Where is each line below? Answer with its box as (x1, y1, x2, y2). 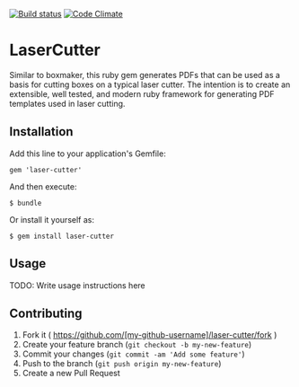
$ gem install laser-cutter (9, 232, 115, 241)
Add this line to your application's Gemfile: (9, 148, 166, 159)
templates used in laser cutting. (9, 98, 126, 109)
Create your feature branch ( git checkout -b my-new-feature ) (22, 339, 252, 350)
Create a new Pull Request (22, 368, 121, 379)
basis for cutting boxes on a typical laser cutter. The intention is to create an (9, 79, 291, 90)
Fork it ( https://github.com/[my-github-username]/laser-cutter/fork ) (22, 330, 277, 340)
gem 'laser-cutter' (9, 165, 83, 174)
